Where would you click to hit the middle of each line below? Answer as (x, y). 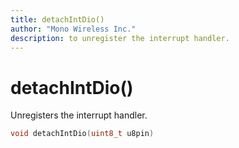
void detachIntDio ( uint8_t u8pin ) (82, 134)
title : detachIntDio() (57, 19)
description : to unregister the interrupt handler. (120, 38)
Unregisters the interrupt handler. (79, 115)
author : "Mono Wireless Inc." (73, 29)
